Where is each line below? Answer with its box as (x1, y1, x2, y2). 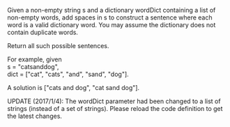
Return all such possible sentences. (7, 42, 109, 50)
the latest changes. (7, 112, 63, 120)
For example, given (7, 55, 63, 63)
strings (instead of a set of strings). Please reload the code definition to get (7, 105, 223, 112)
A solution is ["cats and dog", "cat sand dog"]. (7, 84, 140, 91)
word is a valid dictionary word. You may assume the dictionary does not (7, 21, 216, 29)
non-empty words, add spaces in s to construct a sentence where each (7, 13, 213, 22)
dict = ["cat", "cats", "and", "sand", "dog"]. (7, 70, 129, 78)
